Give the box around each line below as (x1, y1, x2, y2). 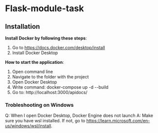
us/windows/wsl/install (5, 123, 51, 129)
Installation (5, 22, 40, 31)
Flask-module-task (5, 3, 84, 14)
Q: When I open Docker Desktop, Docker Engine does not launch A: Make (5, 113, 153, 118)
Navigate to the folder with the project (12, 74, 89, 79)
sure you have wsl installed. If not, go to (5, 118, 86, 124)
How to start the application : (5, 59, 65, 65)
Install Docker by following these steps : (5, 35, 87, 41)
